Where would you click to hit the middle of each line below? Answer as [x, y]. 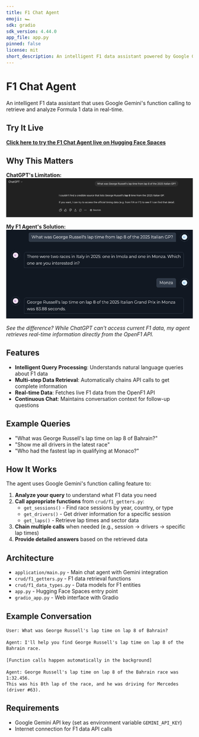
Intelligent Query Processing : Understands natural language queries [99, 367]
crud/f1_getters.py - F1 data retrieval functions [73, 578]
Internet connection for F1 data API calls [63, 729]
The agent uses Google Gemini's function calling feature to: [79, 483]
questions [27, 405]
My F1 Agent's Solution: [36, 227]
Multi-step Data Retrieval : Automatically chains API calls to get [92, 379]
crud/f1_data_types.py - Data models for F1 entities [78, 585]
